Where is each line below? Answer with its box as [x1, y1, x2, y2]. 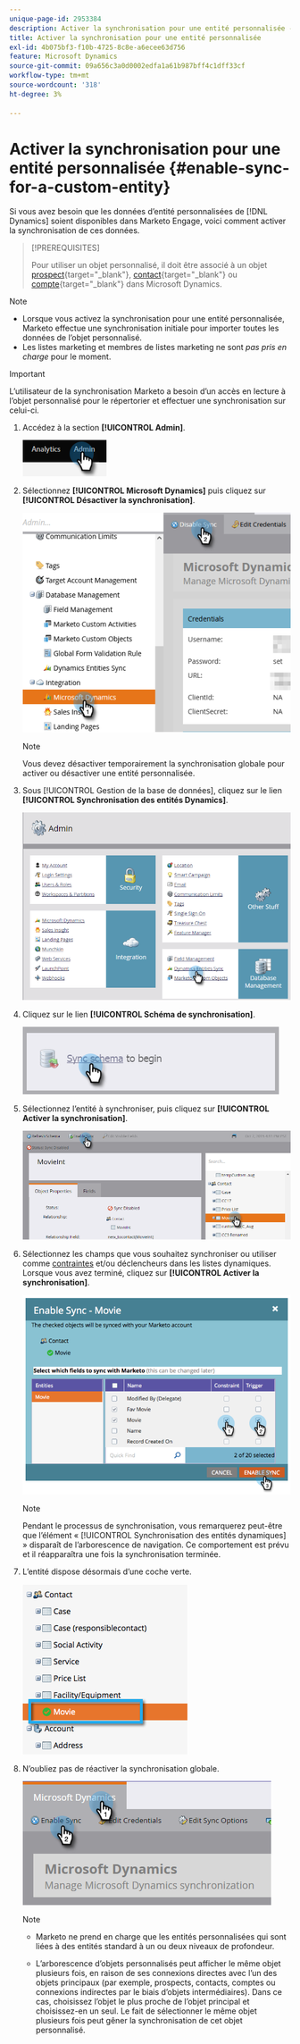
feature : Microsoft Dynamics [9, 52, 118, 62]
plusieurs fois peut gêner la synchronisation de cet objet [35, 2015, 243, 2026]
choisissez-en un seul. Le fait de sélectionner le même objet [35, 2006, 257, 2016]
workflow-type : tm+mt [9, 71, 90, 80]
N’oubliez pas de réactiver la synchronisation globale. [21, 1763, 220, 1774]
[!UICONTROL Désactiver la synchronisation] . [21, 495, 196, 506]
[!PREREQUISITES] [30, 242, 100, 254]
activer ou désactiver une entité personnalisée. [21, 768, 196, 779]
